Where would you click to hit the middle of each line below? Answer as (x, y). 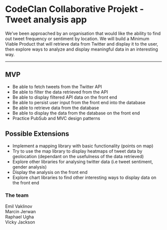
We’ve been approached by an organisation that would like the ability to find (83, 33)
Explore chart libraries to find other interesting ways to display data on (84, 177)
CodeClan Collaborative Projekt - (75, 9)
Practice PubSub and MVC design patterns (56, 118)
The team (17, 195)
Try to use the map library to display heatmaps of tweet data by (77, 151)
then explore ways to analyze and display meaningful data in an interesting (82, 49)
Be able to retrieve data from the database (56, 108)
